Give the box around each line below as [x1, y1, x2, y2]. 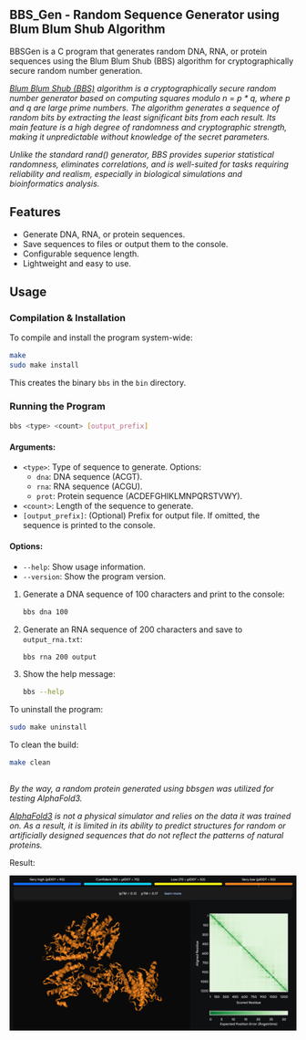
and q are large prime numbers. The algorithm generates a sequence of [9, 102, 280, 113]
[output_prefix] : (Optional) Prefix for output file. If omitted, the [22, 510, 260, 521]
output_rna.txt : [22, 633, 84, 644]
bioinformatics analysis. [9, 178, 100, 189]
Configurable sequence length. [22, 248, 139, 259]
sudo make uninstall [9, 723, 88, 733]
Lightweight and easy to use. [22, 257, 132, 268]
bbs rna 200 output [22, 652, 97, 661]
